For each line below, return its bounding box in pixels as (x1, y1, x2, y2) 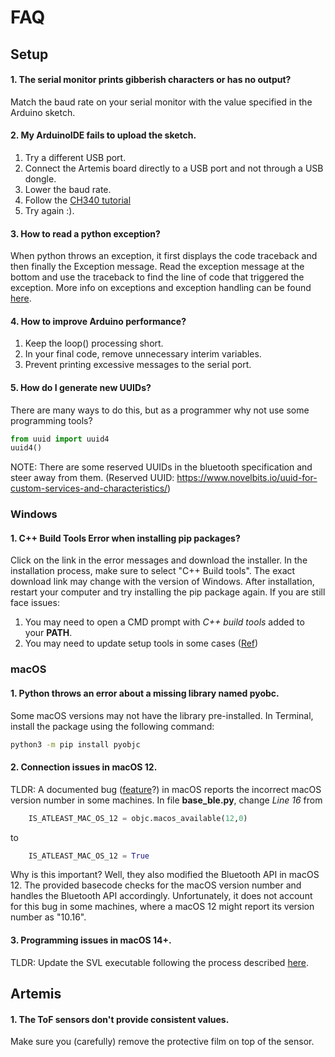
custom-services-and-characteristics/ (10, 482, 168, 495)
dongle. (24, 172, 57, 185)
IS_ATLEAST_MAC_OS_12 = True (28, 851, 150, 861)
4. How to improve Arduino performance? (10, 315, 187, 327)
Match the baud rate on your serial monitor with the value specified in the (10, 96, 313, 108)
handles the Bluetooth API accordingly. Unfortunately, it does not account (10, 890, 313, 902)
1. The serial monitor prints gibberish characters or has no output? (10, 74, 292, 86)
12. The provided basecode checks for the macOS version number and (10, 879, 302, 891)
